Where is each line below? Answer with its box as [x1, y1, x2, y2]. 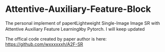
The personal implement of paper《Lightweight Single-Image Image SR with [5, 20, 160, 26]
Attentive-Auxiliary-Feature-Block [5, 3, 151, 15]
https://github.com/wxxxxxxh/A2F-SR [5, 41, 84, 47]
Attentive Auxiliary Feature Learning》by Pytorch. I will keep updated [5, 26, 145, 32]
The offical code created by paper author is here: [5, 36, 107, 42]
